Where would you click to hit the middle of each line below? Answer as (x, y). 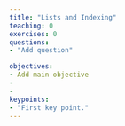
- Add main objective (49, 75)
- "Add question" (41, 51)
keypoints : (29, 99)
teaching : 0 (31, 26)
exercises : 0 (33, 34)
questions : (29, 42)
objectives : (31, 67)
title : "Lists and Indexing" (63, 17)
